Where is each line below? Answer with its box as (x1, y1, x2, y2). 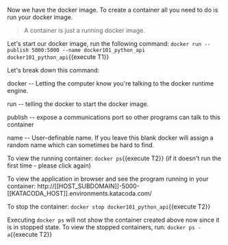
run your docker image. (7, 13, 73, 21)
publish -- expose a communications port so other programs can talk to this (7, 113, 220, 121)
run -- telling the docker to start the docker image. (7, 100, 149, 108)
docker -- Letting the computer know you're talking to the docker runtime (7, 79, 214, 88)
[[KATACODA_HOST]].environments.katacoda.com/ (7, 190, 152, 197)
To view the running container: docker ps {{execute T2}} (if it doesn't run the (7, 154, 221, 162)
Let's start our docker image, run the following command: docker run (7, 40, 202, 47)
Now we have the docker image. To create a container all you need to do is (7, 6, 218, 14)
